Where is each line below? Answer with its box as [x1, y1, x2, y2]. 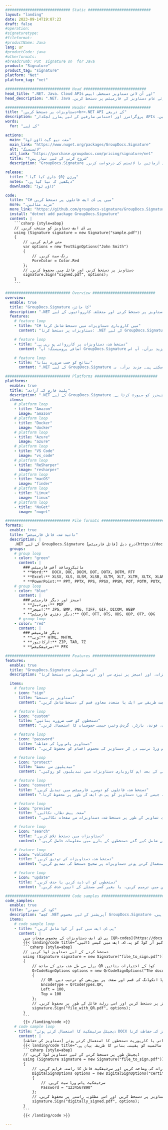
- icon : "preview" [14, 806, 52, 811]
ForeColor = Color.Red [31, 258, 79, 263]
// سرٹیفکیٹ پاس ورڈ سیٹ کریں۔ [40, 1080, 105, 1085]
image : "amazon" [18, 411, 52, 416]
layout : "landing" [5, 12, 43, 17]
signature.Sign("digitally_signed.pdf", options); [31, 1099, 140, 1104]
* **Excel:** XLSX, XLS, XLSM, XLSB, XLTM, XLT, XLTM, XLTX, [23, 574, 153, 579]
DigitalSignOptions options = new [31, 1071, 104, 1076]
